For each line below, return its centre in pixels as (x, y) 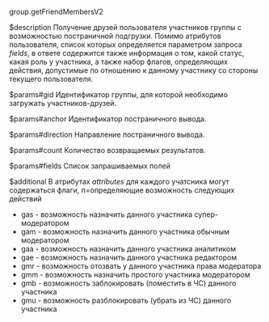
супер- (206, 214)
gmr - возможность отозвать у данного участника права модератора (141, 266)
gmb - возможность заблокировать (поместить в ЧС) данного (128, 283)
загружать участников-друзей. (63, 103)
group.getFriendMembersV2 (56, 12)
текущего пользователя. (51, 79)
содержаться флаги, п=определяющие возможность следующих (122, 190)
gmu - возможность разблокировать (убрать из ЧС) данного (126, 300)
